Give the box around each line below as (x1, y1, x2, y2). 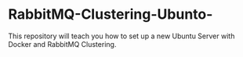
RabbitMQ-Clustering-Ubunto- (8, 5, 213, 23)
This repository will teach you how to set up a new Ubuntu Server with (8, 31, 235, 41)
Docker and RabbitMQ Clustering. (8, 39, 117, 48)
